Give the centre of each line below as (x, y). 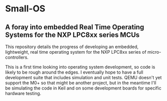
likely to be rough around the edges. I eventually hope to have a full (74, 72)
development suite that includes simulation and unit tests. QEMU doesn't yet (83, 77)
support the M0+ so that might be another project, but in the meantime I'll (81, 83)
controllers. (17, 57)
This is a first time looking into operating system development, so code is (80, 67)
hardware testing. (23, 93)
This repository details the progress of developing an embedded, (72, 47)
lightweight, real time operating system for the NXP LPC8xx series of (76, 52)
